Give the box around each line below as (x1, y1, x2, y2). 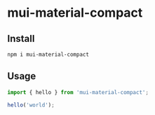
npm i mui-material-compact (7, 51, 90, 58)
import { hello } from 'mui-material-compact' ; (7, 89, 149, 95)
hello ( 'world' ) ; (7, 101, 55, 109)
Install (7, 33, 35, 45)
